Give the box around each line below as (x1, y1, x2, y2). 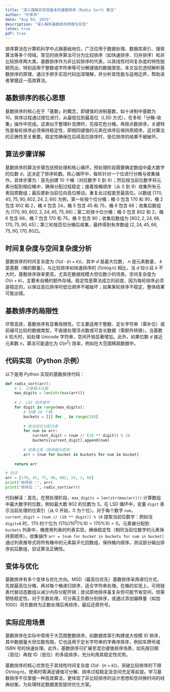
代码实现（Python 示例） (5, 357, 83, 365)
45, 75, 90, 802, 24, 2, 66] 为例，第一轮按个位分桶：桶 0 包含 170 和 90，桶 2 (5, 196, 163, 202)
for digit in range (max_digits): (14, 405, 85, 410)
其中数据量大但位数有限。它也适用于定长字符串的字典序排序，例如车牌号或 (5, 639, 160, 645)
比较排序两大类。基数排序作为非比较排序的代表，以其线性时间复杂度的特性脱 (5, 58, 165, 64)
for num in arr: (23, 428, 58, 433)
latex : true (5, 26, 30, 32)
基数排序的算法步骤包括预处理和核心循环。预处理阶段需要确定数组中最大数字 (5, 164, 165, 170)
